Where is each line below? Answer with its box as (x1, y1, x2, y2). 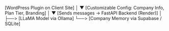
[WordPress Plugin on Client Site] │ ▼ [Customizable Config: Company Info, (5, 5, 164, 10)
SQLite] (5, 20, 21, 26)
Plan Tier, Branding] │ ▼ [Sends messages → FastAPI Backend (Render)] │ (5, 10, 162, 16)
